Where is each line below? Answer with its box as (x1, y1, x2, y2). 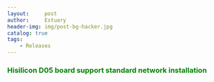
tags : (7, 36, 23, 43)
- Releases (19, 42, 51, 49)
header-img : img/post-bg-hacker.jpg (7, 23, 113, 30)
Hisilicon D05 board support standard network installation (7, 65, 207, 75)
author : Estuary (7, 17, 67, 24)
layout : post (7, 10, 57, 17)
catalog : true (7, 29, 48, 37)
